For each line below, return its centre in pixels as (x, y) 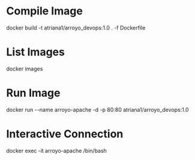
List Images (35, 52)
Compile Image (44, 11)
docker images (25, 69)
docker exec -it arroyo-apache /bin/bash (56, 150)
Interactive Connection (65, 134)
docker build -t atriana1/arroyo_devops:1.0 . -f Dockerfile (76, 28)
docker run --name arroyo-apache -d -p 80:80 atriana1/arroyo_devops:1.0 (97, 109)
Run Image (33, 93)
